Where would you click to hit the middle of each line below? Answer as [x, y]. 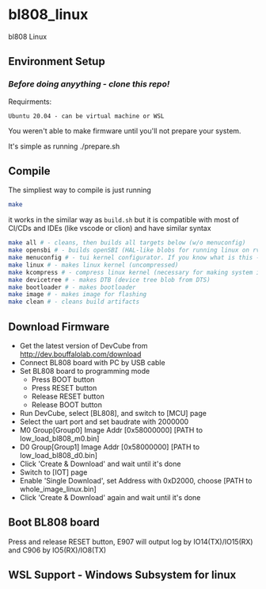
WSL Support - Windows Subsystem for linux [122, 575]
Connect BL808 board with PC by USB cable [92, 362]
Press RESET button [64, 388]
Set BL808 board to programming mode [85, 371]
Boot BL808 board [54, 523]
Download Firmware [59, 327]
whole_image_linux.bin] [58, 489]
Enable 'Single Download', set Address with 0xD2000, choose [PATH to [136, 481]
